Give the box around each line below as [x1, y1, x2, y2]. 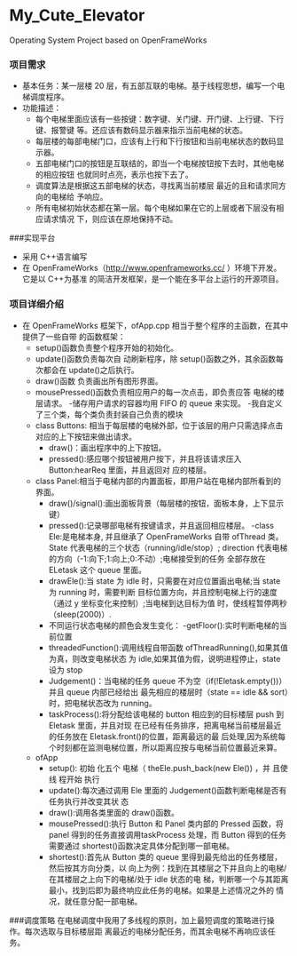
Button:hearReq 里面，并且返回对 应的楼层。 [48, 464, 211, 475]
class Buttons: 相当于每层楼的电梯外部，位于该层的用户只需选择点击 [35, 419, 284, 431]
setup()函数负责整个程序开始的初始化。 [35, 342, 179, 353]
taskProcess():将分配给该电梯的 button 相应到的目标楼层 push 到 [48, 708, 285, 720]
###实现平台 [9, 233, 56, 243]
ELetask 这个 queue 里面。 [48, 564, 146, 575]
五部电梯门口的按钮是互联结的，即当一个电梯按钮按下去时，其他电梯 [35, 158, 285, 169]
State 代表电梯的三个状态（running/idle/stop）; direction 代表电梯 [48, 542, 288, 553]
